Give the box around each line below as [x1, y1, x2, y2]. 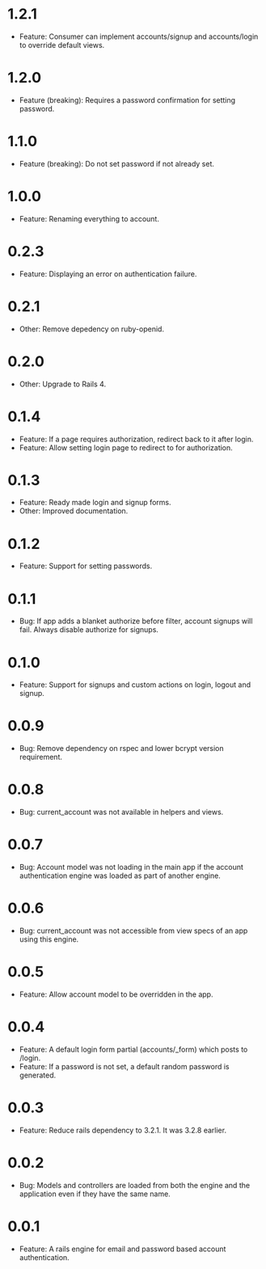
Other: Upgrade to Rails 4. [19, 379, 107, 389]
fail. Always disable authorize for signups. [19, 625, 159, 634]
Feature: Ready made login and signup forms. [19, 498, 171, 508]
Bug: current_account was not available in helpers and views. [19, 807, 224, 817]
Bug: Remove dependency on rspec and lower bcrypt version [19, 744, 224, 753]
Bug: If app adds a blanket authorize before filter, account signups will [19, 616, 253, 626]
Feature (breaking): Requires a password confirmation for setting [19, 95, 236, 105]
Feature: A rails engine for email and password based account [19, 1244, 226, 1254]
